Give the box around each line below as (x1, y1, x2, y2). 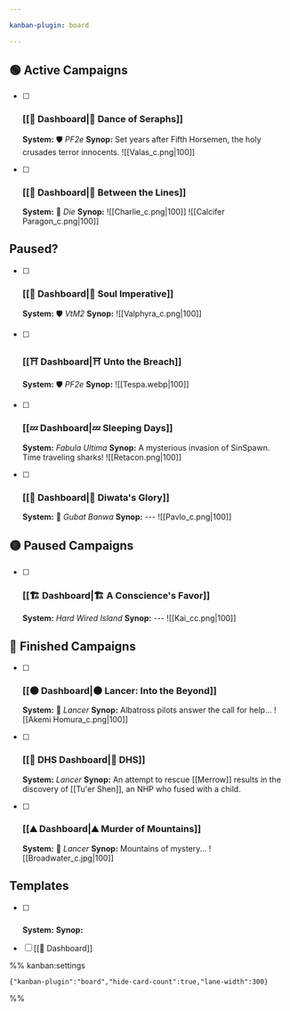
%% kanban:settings (9, 959, 86, 971)
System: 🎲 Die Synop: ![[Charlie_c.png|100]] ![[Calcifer (21, 207, 225, 217)
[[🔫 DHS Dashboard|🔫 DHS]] (21, 754, 146, 766)
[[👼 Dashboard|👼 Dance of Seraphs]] (21, 113, 184, 126)
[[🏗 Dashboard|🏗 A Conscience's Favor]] (21, 589, 211, 601)
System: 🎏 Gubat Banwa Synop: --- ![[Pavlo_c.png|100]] (21, 511, 232, 522)
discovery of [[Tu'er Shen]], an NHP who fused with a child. (21, 783, 242, 794)
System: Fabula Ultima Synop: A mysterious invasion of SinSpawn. (21, 442, 270, 453)
